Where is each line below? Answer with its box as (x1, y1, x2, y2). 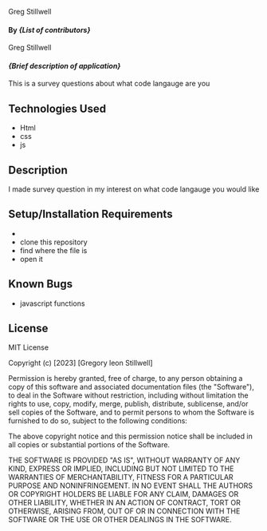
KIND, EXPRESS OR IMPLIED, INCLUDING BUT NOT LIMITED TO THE (8, 464, 234, 474)
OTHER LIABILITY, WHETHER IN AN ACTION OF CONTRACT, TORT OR (8, 498, 241, 508)
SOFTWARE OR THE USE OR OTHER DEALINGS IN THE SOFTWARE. (8, 515, 232, 525)
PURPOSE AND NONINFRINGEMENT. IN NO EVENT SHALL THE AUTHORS (8, 481, 253, 490)
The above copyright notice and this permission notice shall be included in (8, 431, 253, 442)
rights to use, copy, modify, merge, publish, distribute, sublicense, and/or (8, 399, 249, 409)
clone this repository (19, 237, 88, 247)
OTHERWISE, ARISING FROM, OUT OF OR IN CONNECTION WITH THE (8, 506, 241, 516)
